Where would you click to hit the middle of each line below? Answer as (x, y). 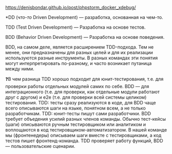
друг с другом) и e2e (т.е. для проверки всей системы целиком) (76, 97)
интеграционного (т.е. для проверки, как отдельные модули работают (83, 92)
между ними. (20, 69)
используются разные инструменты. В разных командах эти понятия (82, 58)
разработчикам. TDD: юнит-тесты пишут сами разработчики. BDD (78, 114)
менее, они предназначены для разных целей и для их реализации (79, 52)
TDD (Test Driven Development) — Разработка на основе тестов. (75, 27)
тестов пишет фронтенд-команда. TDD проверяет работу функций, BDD (84, 141)
